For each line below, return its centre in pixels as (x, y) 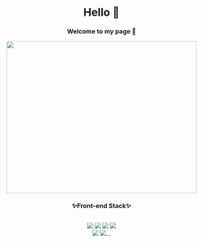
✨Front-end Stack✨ (101, 206)
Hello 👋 (101, 12)
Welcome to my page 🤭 (101, 32)
